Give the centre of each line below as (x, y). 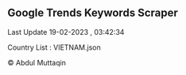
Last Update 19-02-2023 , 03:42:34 (66, 32)
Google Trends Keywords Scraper (93, 13)
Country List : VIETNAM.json (54, 47)
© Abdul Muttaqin (37, 62)
